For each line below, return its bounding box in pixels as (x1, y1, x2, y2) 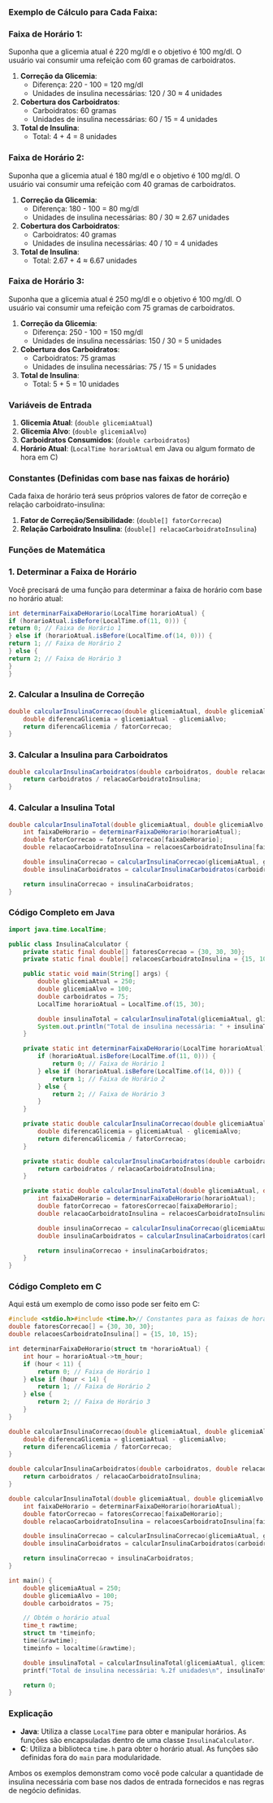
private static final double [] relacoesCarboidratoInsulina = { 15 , (23, 955, 256, 964)
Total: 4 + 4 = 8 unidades (32, 132, 118, 142)
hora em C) (19, 452, 58, 462)
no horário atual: (8, 593, 63, 603)
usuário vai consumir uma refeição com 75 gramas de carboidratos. (8, 303, 236, 312)
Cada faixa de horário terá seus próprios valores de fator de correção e (8, 491, 248, 501)
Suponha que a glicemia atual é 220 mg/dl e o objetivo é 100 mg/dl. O (8, 47, 242, 57)
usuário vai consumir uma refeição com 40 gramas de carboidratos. (8, 179, 236, 189)
